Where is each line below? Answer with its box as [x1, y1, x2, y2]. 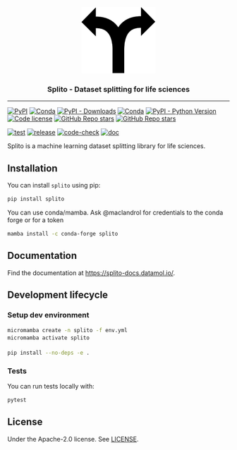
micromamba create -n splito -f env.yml [7, 327, 128, 334]
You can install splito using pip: [7, 181, 101, 190]
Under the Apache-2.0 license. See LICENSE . [7, 434, 139, 443]
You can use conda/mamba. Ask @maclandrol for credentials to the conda [7, 208, 224, 217]
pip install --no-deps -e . [7, 349, 90, 356]
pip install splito [7, 195, 65, 203]
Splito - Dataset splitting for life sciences [47, 84, 190, 94]
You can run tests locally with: [7, 382, 95, 391]
